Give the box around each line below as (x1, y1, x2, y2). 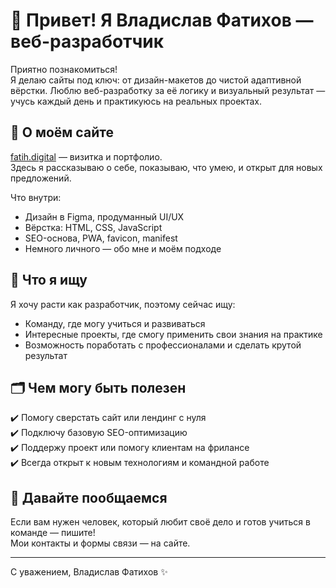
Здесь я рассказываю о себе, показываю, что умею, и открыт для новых (10, 161, 323, 173)
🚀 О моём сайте (10, 124, 114, 141)
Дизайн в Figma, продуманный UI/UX (24, 210, 185, 223)
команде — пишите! (10, 527, 96, 539)
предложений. (10, 172, 72, 184)
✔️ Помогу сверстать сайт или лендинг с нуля (10, 412, 207, 424)
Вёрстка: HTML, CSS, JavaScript (24, 221, 163, 233)
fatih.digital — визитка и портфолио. (10, 150, 163, 163)
